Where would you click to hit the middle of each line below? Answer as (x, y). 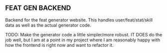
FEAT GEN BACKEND (38, 8)
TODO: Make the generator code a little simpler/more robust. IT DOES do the (84, 34)
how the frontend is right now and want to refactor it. (59, 45)
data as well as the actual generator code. (48, 25)
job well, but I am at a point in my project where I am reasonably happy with (83, 40)
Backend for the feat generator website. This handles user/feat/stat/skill (79, 20)
